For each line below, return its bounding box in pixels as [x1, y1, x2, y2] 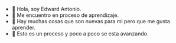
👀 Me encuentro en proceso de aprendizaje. [11, 12, 119, 19]
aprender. [11, 24, 35, 31]
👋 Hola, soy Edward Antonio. [11, 6, 82, 12]
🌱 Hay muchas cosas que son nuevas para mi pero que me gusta [11, 18, 170, 24]
